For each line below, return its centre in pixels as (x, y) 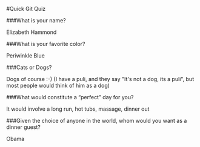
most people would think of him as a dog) (58, 85)
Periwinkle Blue (26, 56)
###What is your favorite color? (46, 44)
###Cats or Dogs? (29, 67)
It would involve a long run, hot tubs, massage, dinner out (78, 109)
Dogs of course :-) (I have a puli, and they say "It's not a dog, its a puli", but (100, 79)
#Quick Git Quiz (26, 9)
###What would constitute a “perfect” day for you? (70, 97)
